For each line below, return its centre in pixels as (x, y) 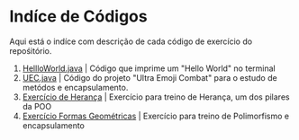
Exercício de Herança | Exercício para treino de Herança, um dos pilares (156, 97)
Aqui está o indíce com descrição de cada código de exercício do (131, 41)
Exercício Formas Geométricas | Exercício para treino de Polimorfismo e (156, 116)
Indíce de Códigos (78, 17)
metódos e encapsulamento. (75, 87)
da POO (37, 106)
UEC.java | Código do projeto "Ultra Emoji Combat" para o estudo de (149, 77)
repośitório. (31, 50)
